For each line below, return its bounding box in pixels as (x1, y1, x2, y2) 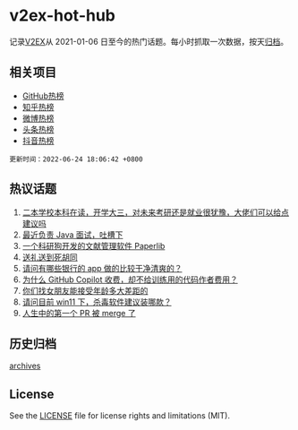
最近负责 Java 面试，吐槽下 (21, 229, 123, 240)
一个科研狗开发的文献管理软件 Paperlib (21, 240, 166, 251)
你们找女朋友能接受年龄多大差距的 (21, 285, 149, 296)
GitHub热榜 (21, 90, 64, 101)
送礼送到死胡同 (21, 252, 78, 262)
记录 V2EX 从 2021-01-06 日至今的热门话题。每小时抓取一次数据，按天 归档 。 (9, 36, 289, 47)
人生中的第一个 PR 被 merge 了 (21, 307, 136, 318)
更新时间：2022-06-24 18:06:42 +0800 (9, 154, 143, 164)
